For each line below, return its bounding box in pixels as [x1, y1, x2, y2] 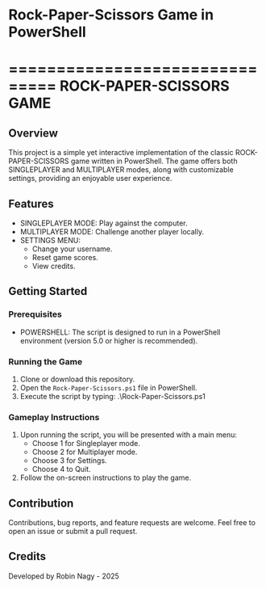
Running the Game [8, 356, 83, 367]
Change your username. [31, 244, 113, 254]
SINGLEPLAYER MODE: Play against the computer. [19, 218, 188, 228]
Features [8, 196, 54, 211]
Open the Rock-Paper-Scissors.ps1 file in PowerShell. [19, 382, 197, 393]
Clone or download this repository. [19, 374, 135, 384]
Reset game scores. [31, 253, 98, 262]
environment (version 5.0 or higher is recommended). [19, 335, 198, 345]
